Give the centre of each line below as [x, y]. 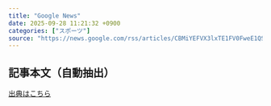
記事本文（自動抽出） [61, 73]
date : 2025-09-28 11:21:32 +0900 [65, 23]
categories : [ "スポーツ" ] [49, 31]
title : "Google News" [45, 16]
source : [21, 38]
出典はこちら [29, 94]
